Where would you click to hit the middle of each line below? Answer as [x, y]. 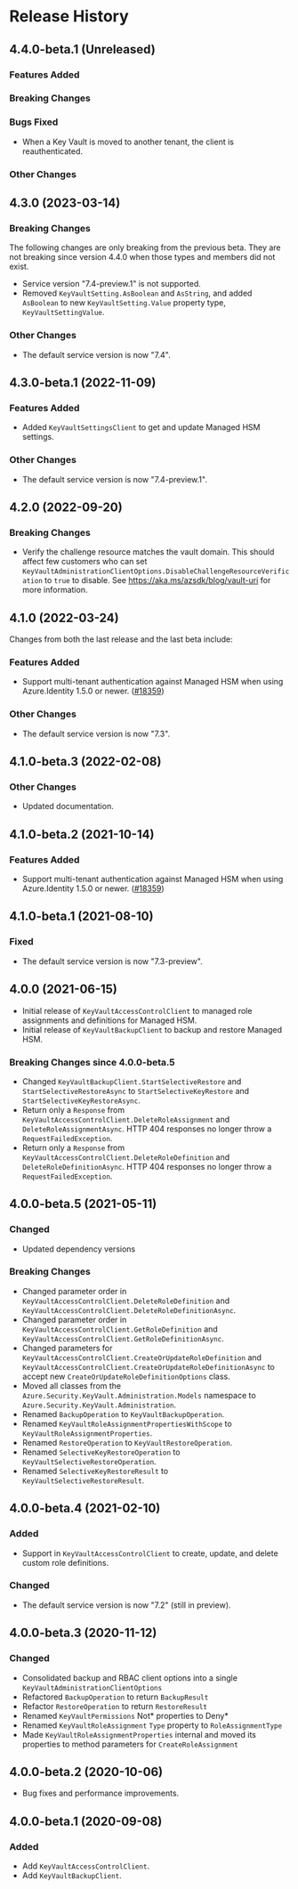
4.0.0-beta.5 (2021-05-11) [83, 1204]
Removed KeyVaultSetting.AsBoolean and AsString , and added [137, 293]
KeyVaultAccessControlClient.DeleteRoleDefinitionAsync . [129, 1309]
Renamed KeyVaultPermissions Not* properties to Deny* [125, 1715]
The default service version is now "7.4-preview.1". [114, 479]
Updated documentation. [68, 807]
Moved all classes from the [72, 1385]
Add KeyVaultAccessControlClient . [85, 1866]
